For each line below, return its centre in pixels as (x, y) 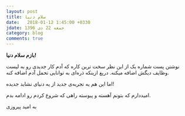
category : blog (25, 33)
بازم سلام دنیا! (21, 55)
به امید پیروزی (21, 106)
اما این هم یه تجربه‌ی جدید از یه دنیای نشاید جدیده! (60, 84)
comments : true (25, 38)
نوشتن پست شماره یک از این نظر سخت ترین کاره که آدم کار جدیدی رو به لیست (93, 66)
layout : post (22, 11)
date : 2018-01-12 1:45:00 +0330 (48, 22)
